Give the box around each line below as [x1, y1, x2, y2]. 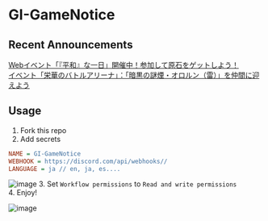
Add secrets [19, 134, 61, 144]
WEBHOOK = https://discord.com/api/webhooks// [8, 157, 168, 165]
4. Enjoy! [8, 188, 38, 198]
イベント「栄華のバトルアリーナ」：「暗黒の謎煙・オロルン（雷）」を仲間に [8, 70, 253, 80]
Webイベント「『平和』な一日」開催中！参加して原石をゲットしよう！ [8, 60, 240, 69]
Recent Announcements [8, 38, 133, 52]
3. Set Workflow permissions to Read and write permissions [39, 179, 237, 189]
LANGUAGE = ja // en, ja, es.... [8, 165, 121, 173]
